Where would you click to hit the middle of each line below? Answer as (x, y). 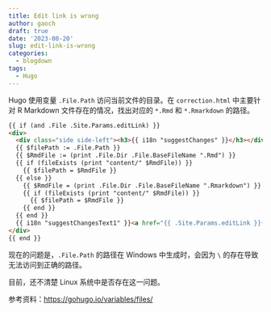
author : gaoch (32, 23)
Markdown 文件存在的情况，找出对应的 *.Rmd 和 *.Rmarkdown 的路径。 (139, 110)
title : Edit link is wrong (54, 16)
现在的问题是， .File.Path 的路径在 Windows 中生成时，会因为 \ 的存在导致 (133, 255)
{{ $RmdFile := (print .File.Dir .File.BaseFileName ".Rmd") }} (126, 156)
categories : (28, 53)
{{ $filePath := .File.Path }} (68, 148)
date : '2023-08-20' (41, 38)
